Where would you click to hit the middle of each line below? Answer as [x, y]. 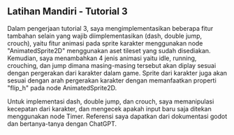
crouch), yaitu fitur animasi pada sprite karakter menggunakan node [105, 43]
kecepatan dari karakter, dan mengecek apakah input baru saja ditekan [109, 108]
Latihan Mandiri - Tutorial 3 [67, 12]
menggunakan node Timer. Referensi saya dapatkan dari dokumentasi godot [117, 116]
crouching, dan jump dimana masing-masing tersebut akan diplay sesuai [112, 65]
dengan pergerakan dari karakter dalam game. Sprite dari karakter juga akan [117, 73]
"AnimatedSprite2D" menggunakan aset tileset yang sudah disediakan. [109, 50]
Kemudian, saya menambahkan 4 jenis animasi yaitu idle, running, [102, 58]
